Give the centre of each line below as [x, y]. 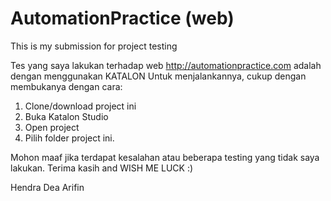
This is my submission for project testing [94, 46]
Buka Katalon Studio [66, 116]
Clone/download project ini [80, 106]
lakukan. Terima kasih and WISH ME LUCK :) [102, 168]
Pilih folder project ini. [69, 138]
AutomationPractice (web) [122, 18]
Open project [52, 127]
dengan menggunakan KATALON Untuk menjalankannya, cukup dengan [158, 76]
